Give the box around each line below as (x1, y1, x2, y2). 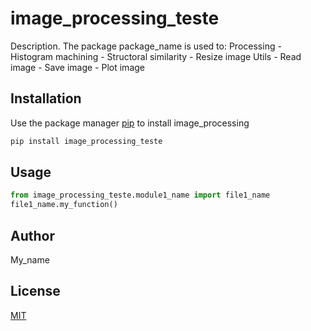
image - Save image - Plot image (10, 61, 145, 73)
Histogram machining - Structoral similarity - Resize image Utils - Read (10, 50, 302, 62)
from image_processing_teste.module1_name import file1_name (10, 190, 271, 201)
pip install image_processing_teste (10, 136, 163, 146)
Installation (10, 90, 82, 107)
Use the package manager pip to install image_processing (10, 117, 250, 129)
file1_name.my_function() (10, 200, 118, 210)
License (10, 283, 61, 300)
